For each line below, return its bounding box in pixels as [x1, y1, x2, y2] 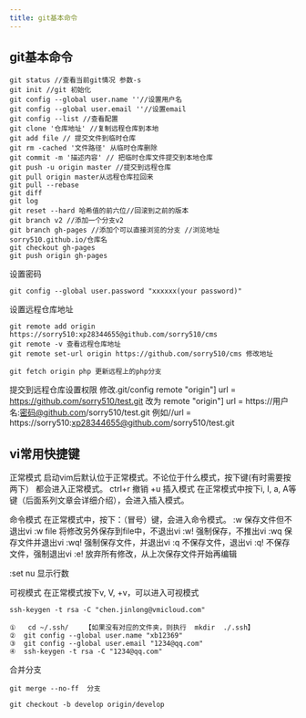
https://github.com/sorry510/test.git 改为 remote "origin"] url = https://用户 [9, 396, 290, 407]
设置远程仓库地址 [9, 304, 74, 315]
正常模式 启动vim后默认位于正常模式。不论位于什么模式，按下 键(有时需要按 [9, 472, 291, 484]
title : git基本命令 [9, 13, 78, 23]
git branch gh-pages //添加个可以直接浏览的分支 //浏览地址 [9, 225, 220, 235]
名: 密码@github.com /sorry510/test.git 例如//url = [9, 407, 192, 418]
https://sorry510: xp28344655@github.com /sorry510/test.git [9, 417, 235, 429]
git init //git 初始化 [9, 86, 92, 95]
